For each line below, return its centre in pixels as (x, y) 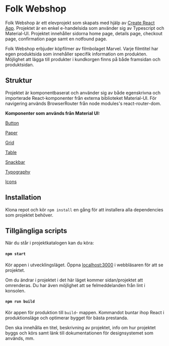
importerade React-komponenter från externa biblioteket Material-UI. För (81, 98)
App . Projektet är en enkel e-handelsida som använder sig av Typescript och (85, 28)
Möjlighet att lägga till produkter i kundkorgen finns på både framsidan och (83, 59)
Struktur (19, 80)
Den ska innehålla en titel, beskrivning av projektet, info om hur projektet (80, 327)
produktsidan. (20, 65)
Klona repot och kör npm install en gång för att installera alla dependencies (84, 209)
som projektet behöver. (29, 215)
